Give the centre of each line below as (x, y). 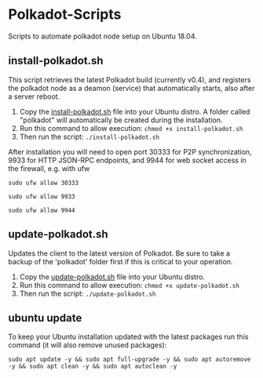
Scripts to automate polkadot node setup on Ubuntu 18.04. (103, 36)
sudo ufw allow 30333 (44, 183)
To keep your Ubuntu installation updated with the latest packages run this (128, 337)
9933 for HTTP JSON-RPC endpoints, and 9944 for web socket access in (128, 160)
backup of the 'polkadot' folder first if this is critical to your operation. (121, 261)
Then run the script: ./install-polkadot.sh (89, 136)
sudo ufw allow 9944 (42, 210)
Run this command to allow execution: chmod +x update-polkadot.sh (129, 285)
